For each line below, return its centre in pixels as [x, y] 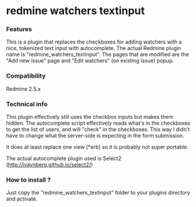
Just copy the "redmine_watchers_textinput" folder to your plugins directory [98, 193]
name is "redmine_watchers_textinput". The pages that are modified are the [98, 55]
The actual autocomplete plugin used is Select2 [64, 158]
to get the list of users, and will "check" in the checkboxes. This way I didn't [98, 129]
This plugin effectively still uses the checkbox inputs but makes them [90, 117]
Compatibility [26, 76]
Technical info [27, 104]
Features [19, 29]
